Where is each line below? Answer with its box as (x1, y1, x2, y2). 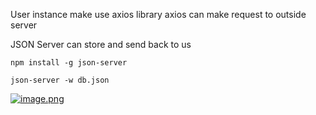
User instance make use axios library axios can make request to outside (10, 9, 307, 20)
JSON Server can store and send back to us (10, 39, 192, 50)
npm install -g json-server (10, 58, 128, 68)
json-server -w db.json (10, 75, 110, 85)
